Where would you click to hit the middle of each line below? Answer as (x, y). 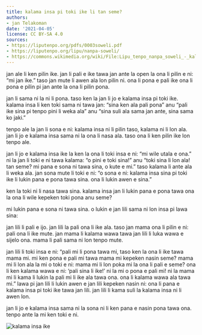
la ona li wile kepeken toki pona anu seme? (59, 197)
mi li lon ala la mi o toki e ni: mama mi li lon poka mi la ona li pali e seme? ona (101, 264)
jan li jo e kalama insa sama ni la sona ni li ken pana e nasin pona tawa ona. (99, 308)
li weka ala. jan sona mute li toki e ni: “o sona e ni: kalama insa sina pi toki (97, 173)
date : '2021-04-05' (31, 29)
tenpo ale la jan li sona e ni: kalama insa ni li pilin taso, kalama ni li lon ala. (97, 129)
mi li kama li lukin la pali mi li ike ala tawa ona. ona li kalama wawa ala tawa (99, 277)
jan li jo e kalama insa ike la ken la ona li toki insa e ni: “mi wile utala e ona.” (99, 154)
